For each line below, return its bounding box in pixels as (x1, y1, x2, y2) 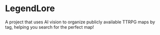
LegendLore (5, 3, 55, 14)
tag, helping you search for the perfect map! (5, 24, 94, 30)
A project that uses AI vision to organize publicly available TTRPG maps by (5, 19, 156, 25)
